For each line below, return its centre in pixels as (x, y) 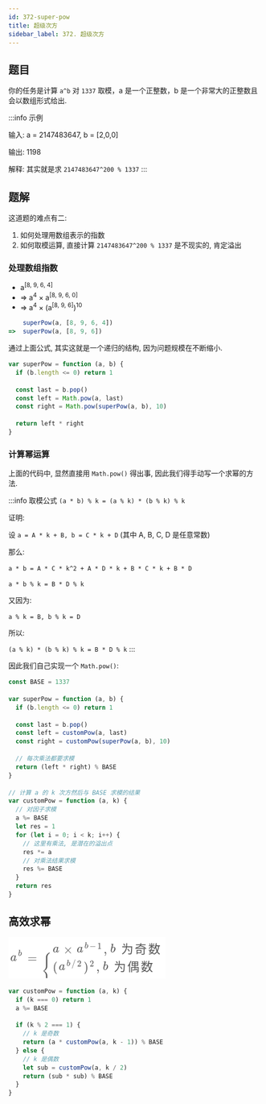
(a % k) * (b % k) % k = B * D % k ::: (72, 650)
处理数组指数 (33, 268)
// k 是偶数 (41, 1059)
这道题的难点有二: (38, 218)
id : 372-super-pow (39, 17)
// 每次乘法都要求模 (45, 759)
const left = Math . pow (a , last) (70, 398)
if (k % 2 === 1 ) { (48, 1025)
